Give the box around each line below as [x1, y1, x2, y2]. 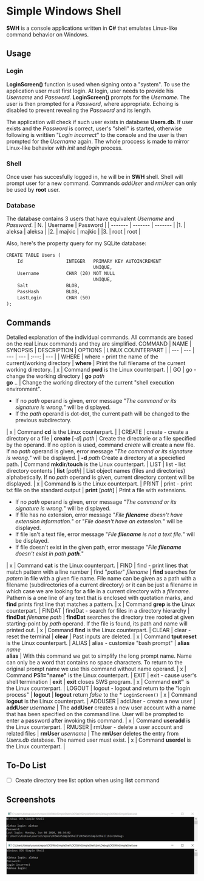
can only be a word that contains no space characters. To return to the [6, 659, 183, 666]
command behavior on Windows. [6, 30, 89, 38]
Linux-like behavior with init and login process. [6, 144, 123, 151]
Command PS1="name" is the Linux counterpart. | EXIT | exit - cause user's [6, 672, 197, 679]
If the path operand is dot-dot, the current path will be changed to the [15, 410, 190, 417]
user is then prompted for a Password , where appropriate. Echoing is [6, 100, 179, 107]
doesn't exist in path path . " [15, 550, 84, 557]
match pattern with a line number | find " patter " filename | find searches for [6, 568, 196, 576]
